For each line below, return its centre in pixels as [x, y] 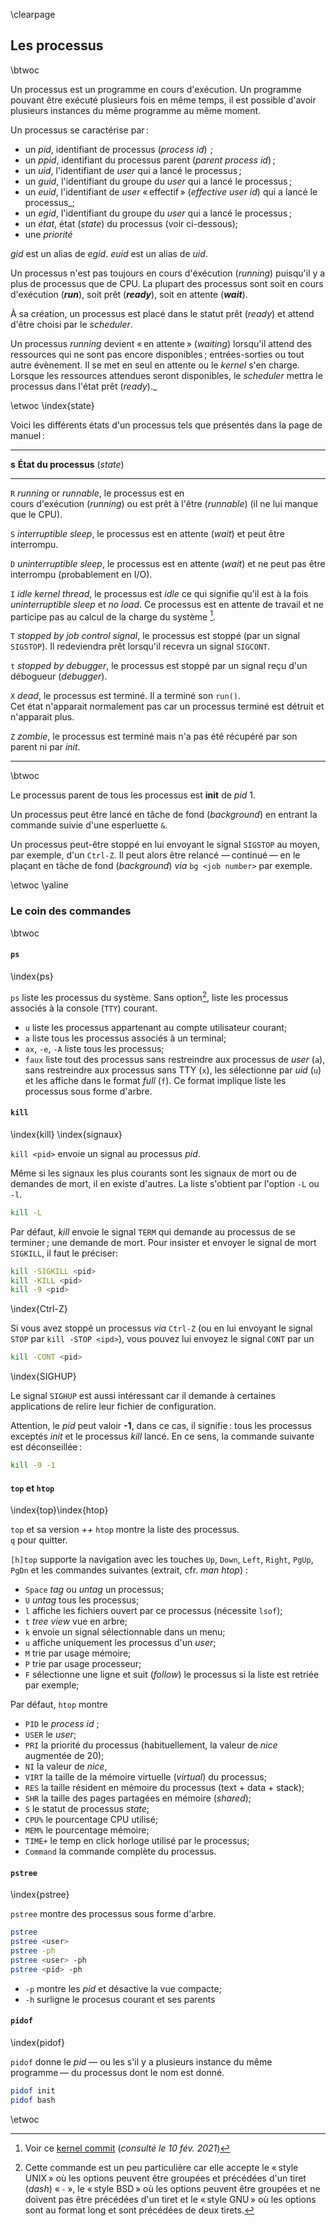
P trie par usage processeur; [83, 1664]
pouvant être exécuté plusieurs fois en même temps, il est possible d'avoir [163, 100]
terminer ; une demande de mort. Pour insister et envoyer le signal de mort [163, 1242]
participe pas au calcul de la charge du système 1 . [113, 616]
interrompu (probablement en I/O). [81, 574]
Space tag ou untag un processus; [94, 1590]
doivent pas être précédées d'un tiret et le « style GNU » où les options [170, 2199]
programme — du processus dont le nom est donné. [117, 2073]
